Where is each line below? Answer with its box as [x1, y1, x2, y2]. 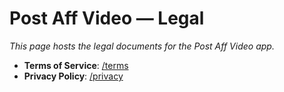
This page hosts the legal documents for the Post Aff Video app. [9, 40, 275, 52]
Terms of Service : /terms [23, 59, 129, 71]
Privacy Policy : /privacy [23, 70, 124, 82]
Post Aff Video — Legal [9, 7, 205, 30]
